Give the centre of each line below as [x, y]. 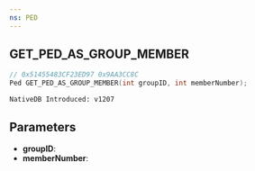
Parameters [43, 127]
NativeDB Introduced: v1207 [62, 100]
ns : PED [24, 18]
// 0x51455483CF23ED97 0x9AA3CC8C [74, 75]
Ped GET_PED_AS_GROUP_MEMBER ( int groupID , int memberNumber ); [128, 83]
